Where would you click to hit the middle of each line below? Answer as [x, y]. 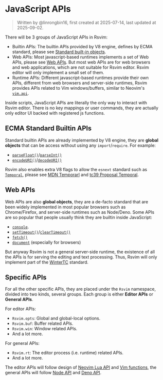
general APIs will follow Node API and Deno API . [53, 373]
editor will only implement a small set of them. [58, 72]
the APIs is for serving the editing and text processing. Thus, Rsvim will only [81, 257]
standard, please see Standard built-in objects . [59, 52]
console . [20, 227]
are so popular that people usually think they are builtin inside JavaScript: [79, 217]
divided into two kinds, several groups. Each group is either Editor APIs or [79, 294]
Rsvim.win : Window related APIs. [45, 329]
